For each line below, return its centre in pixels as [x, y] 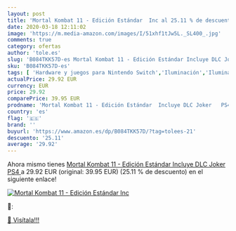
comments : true [29, 40]
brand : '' [22, 125]
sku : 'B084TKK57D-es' [39, 66]
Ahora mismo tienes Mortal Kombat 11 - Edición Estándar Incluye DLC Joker [117, 164]
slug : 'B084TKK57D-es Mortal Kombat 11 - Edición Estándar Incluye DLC [114, 60]
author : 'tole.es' [34, 53]
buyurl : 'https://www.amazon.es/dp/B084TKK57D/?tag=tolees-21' [102, 131]
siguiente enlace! [32, 179]
